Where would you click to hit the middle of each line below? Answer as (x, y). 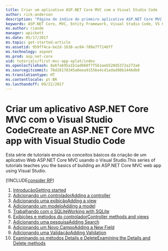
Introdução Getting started (39, 190)
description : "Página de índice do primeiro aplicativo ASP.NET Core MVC (84, 19)
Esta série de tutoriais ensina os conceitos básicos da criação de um (76, 154)
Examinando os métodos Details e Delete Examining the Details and (82, 237)
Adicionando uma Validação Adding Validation (60, 232)
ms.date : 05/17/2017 (27, 38)
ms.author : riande (25, 28)
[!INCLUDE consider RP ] (30, 180)
